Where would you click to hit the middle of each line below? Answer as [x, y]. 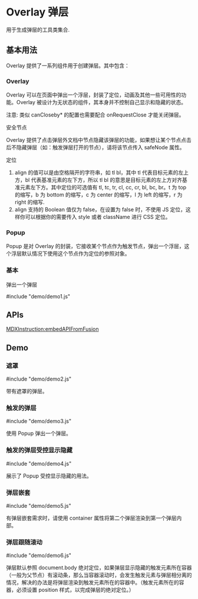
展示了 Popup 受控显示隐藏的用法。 [49, 476]
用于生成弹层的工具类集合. [38, 30]
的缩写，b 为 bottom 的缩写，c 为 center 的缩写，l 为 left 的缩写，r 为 [98, 195]
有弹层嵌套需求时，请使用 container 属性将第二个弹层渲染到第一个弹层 [91, 518]
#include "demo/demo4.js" [39, 463]
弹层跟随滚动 [24, 542]
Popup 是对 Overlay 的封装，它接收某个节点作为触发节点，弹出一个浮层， [95, 246]
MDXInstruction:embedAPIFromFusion [52, 329]
